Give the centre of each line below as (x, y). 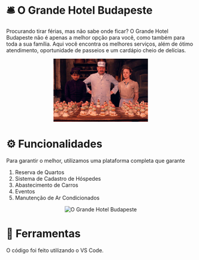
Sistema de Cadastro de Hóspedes (58, 178)
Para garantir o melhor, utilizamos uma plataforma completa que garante (96, 160)
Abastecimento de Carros (46, 185)
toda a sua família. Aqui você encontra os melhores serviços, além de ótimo (100, 44)
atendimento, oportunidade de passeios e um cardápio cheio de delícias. (96, 50)
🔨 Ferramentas (43, 234)
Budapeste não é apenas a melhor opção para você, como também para (96, 37)
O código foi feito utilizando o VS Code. (55, 250)
